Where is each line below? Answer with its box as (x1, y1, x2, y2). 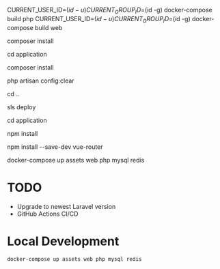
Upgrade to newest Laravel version (16, 202, 116, 210)
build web (35, 23, 63, 31)
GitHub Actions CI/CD (16, 210, 79, 218)
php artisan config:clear (7, 76, 74, 85)
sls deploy (7, 102, 36, 111)
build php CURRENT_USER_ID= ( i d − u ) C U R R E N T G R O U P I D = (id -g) (7, 14, 191, 25)
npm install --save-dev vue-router (7, 143, 104, 151)
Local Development (7, 233, 120, 249)
